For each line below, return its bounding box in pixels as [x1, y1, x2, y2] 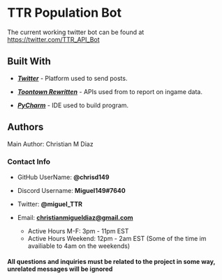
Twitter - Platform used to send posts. [17, 74, 128, 82]
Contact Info [7, 157, 51, 166]
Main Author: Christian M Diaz [7, 139, 94, 148]
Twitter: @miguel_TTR [17, 200, 82, 208]
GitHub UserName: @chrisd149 [17, 173, 110, 181]
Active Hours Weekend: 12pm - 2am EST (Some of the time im [27, 234, 207, 242]
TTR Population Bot [7, 5, 122, 21]
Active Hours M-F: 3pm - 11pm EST [27, 226, 129, 235]
